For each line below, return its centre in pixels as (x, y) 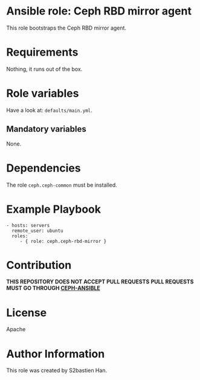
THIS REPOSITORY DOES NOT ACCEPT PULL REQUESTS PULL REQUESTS (100, 282)
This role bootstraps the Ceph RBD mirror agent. (66, 28)
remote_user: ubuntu (37, 231)
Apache (16, 329)
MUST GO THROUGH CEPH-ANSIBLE (53, 288)
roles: (20, 236)
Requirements (42, 52)
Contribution (39, 265)
